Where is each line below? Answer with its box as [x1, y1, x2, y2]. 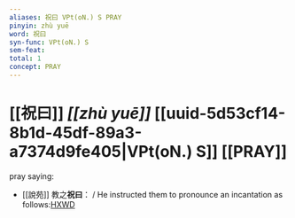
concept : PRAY [9, 63, 62, 72]
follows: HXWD [21, 199, 75, 209]
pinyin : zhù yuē [9, 21, 69, 30]
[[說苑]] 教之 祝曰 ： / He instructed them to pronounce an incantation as [21, 189, 283, 199]
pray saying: [9, 170, 55, 182]
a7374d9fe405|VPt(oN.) [9, 142, 193, 162]
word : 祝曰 [9, 29, 47, 38]
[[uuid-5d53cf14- [154, 104, 286, 124]
